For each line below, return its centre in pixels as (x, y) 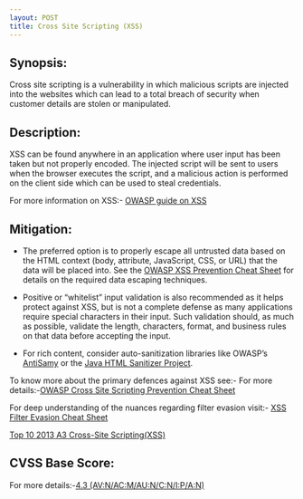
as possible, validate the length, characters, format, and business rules (154, 326)
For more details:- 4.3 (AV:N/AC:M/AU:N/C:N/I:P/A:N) (107, 485)
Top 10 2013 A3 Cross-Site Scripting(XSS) (87, 435)
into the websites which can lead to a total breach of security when (134, 94)
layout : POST (34, 18)
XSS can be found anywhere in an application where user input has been (145, 154)
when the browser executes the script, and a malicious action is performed (149, 174)
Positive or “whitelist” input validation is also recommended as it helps (153, 297)
